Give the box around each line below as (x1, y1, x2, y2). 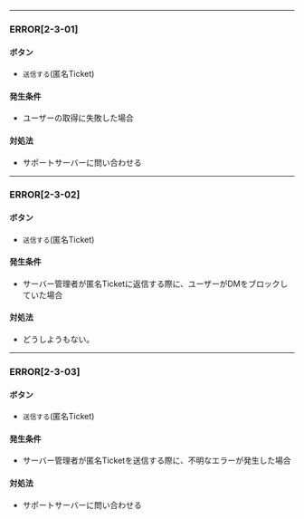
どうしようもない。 (22, 334, 95, 345)
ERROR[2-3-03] (9, 365, 81, 378)
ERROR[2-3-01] (9, 23, 79, 35)
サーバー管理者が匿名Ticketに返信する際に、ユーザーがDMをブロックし (22, 278, 289, 289)
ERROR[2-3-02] (9, 188, 81, 201)
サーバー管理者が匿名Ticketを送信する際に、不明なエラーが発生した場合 (22, 455, 291, 466)
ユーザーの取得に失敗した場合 (22, 112, 134, 123)
